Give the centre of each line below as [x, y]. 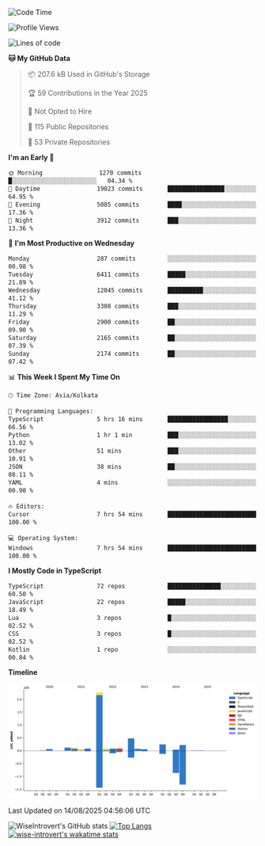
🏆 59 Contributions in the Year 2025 [87, 93]
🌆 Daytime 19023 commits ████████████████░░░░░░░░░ [132, 189]
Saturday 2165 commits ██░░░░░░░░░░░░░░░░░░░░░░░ [132, 338]
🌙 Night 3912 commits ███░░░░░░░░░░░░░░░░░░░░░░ [132, 220]
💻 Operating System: [44, 538]
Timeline [23, 672]
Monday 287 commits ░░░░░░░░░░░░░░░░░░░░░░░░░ [132, 258]
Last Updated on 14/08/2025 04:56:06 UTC [79, 811]
